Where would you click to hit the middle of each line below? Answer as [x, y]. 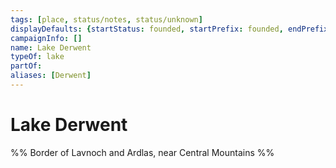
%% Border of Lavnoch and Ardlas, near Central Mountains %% [142, 152]
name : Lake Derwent [51, 47]
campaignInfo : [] [46, 38]
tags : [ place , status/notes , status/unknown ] [106, 19]
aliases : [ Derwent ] [51, 76]
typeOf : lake [37, 57]
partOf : [26, 66]
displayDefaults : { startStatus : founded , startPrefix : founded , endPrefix [169, 29]
